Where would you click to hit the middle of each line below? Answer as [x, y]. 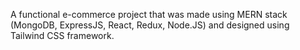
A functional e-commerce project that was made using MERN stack [149, 14]
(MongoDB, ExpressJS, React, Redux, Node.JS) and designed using [150, 25]
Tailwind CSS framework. [62, 35]
